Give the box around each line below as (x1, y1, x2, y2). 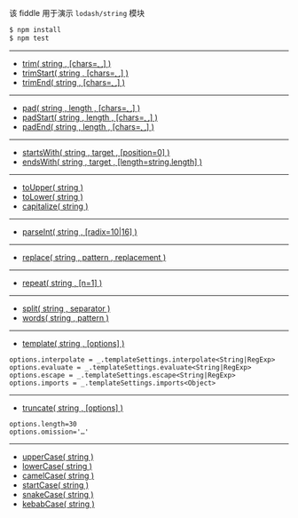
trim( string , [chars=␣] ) (21, 58, 112, 68)
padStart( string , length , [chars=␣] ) (21, 112, 158, 123)
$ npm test (9, 34, 50, 43)
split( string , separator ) (21, 303, 111, 314)
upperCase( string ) (21, 451, 95, 462)
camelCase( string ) (21, 470, 95, 481)
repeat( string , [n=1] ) (21, 277, 103, 288)
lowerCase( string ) (21, 460, 93, 471)
